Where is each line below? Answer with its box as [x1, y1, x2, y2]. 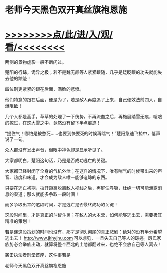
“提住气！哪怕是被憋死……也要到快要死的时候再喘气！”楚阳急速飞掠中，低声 [5, 130, 161, 136]
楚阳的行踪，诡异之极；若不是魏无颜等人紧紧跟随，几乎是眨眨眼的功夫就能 [5, 69, 158, 75]
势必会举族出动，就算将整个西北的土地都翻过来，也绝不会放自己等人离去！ [9, 241, 162, 247]
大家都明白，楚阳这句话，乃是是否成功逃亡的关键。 [5, 157, 110, 164]
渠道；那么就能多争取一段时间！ [13, 191, 80, 197]
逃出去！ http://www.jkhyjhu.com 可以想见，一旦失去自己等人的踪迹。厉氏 [5, 235, 157, 241]
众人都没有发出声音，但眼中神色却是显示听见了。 [5, 147, 105, 153]
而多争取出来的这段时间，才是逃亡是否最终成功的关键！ [5, 202, 118, 207]
